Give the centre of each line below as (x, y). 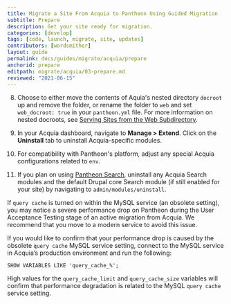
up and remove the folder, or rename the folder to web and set (104, 105)
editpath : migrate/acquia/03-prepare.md (66, 71)
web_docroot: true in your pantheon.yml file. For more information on (115, 112)
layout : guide (28, 53)
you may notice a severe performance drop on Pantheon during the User (111, 210)
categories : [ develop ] (40, 33)
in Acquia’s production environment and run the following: (90, 253)
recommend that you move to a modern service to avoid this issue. (102, 225)
